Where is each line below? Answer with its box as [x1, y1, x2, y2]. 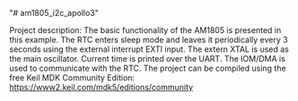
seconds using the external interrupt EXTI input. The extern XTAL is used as [9, 44, 289, 55]
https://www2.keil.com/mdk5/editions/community [9, 82, 194, 92]
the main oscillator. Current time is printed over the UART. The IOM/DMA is [9, 54, 285, 63]
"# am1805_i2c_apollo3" [9, 8, 99, 18]
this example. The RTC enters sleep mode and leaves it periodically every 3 [9, 35, 289, 45]
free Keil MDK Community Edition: [9, 72, 136, 83]
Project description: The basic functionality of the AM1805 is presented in [9, 25, 282, 35]
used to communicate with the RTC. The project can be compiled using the [9, 63, 286, 73]
